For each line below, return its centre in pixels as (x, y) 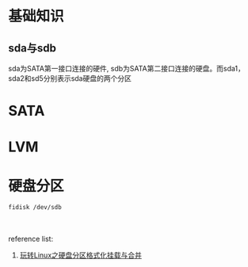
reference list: (31, 239)
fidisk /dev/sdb (35, 208)
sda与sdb (32, 48)
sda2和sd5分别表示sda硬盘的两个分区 (70, 78)
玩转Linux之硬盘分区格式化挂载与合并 (81, 255)
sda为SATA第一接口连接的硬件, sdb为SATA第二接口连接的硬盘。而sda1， (127, 69)
